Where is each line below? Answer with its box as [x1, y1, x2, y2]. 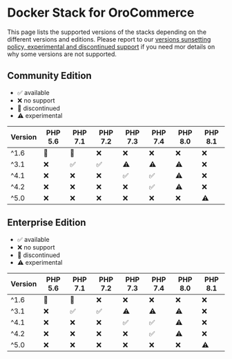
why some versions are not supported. [7, 50, 117, 58]
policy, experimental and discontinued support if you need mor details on [7, 42, 215, 51]
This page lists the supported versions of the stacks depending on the [7, 28, 207, 36]
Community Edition [7, 70, 92, 82]
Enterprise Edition [7, 217, 86, 229]
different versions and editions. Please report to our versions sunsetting [7, 35, 211, 43]
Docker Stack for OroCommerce [7, 5, 195, 21]
